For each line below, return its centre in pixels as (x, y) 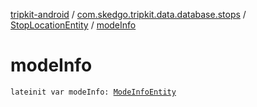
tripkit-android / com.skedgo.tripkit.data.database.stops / (128, 14)
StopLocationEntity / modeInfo (73, 25)
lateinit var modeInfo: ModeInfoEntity (93, 92)
